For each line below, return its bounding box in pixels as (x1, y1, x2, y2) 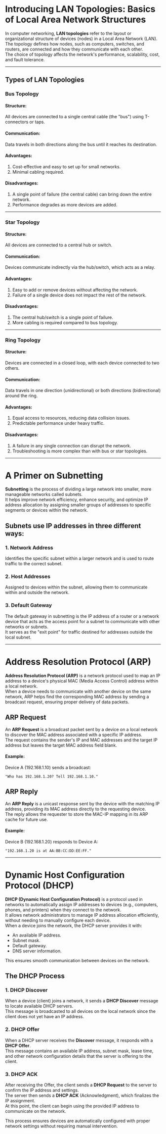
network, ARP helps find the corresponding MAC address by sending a (5, 693, 149, 699)
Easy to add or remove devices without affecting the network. (12, 287, 138, 293)
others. (5, 365, 20, 371)
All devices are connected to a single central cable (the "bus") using (5, 114, 144, 120)
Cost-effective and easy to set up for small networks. (12, 163, 121, 169)
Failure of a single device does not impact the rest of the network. (12, 292, 147, 298)
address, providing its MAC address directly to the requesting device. (5, 806, 146, 812)
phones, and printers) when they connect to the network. (5, 907, 122, 913)
